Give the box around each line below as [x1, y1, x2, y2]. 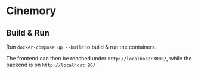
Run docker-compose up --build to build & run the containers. [6, 43, 157, 50]
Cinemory [6, 4, 57, 18]
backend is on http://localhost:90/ [6, 61, 96, 68]
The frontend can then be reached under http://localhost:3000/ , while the [6, 55, 192, 62]
